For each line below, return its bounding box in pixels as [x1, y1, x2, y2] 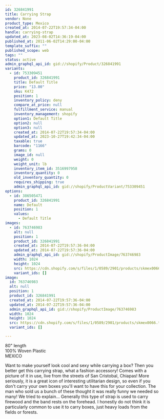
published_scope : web [5, 48, 49, 53]
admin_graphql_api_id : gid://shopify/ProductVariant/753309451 [14, 184, 145, 189]
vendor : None [5, 16, 32, 21]
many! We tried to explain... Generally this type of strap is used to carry [5, 394, 148, 399]
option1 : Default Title [14, 116, 62, 121]
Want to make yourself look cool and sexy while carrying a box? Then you [5, 362, 154, 368]
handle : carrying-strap [5, 30, 54, 35]
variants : [5, 66, 25, 71]
